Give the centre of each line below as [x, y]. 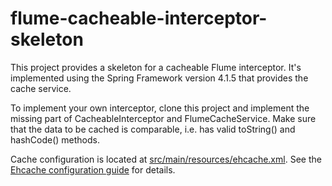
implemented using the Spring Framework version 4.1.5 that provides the [159, 78]
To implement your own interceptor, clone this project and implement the [160, 108]
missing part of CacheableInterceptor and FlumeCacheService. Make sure [163, 118]
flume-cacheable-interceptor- [139, 18]
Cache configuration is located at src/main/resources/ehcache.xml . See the [166, 159]
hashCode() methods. [55, 139]
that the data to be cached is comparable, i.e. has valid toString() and [153, 129]
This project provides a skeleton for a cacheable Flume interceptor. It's [156, 67]
